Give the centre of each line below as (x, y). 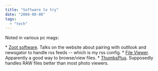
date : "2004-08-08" (25, 14)
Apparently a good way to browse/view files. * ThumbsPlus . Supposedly (79, 58)
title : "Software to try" (32, 10)
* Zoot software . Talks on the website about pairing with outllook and (76, 47)
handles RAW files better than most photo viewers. (57, 63)
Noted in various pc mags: (32, 38)
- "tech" (19, 24)
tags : (11, 19)
